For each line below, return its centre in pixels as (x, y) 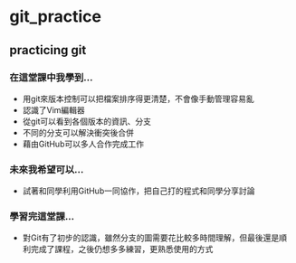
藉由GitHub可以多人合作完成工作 (83, 144)
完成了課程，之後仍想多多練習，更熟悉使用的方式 (122, 249)
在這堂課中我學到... (51, 77)
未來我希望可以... (47, 169)
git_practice (56, 17)
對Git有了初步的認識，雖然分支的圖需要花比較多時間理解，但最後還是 (151, 238)
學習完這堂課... (42, 217)
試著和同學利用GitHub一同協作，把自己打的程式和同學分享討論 (138, 191)
